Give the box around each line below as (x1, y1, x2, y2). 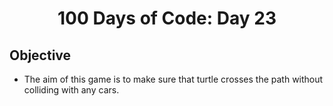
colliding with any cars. (23, 84, 120, 96)
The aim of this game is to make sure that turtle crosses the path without (23, 73, 324, 85)
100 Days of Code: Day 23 (57, 7, 277, 30)
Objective (9, 47, 72, 64)
